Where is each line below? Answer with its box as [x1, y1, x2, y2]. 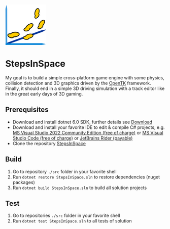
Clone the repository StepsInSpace [12, 140, 86, 146]
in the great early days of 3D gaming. [5, 90, 83, 97]
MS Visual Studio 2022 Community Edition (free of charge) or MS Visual [12, 129, 163, 135]
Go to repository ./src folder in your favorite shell [12, 168, 117, 174]
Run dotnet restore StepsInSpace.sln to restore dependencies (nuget [12, 174, 160, 180]
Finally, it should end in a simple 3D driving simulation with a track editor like [5, 85, 165, 91]
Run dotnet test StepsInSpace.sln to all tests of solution [12, 218, 132, 224]
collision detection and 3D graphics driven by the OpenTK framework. [5, 80, 151, 86]
